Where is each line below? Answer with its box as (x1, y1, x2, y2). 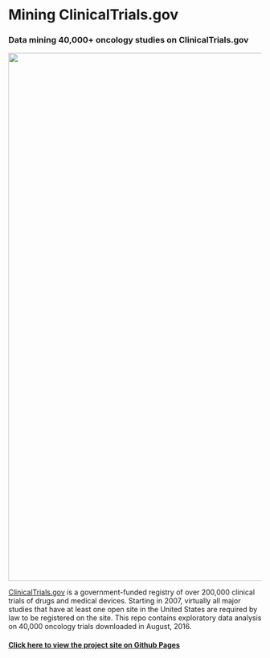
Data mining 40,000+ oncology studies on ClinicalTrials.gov (8, 35, 249, 46)
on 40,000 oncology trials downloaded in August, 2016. (8, 622, 192, 631)
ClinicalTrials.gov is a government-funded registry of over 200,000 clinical (8, 587, 256, 597)
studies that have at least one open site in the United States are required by (8, 605, 258, 615)
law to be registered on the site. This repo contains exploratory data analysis (8, 613, 262, 623)
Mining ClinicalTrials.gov (8, 6, 179, 24)
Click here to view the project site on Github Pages (8, 640, 181, 650)
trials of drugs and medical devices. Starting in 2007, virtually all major (8, 596, 241, 606)
